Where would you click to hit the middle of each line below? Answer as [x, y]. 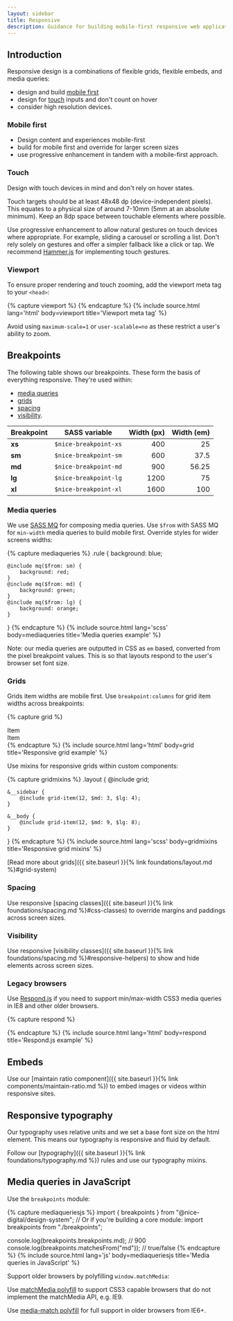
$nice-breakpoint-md [88, 466]
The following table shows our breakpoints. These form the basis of [104, 372]
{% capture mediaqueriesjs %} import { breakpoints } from [91, 1212]
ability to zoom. [29, 334]
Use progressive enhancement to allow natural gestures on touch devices [112, 229]
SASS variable [88, 432]
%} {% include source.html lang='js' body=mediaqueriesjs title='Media [109, 1255]
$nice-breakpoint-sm [88, 455]
